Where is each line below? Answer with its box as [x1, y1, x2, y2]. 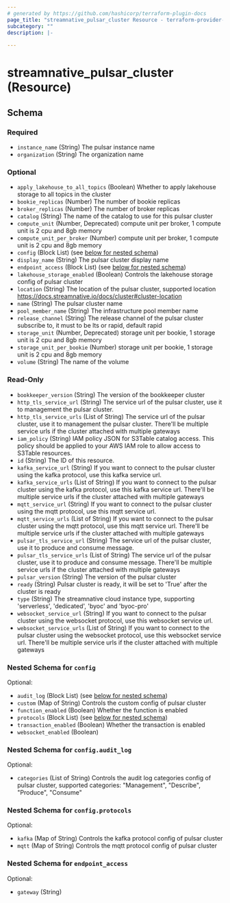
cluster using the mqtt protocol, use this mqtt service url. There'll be [16, 522, 209, 530]
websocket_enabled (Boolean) [16, 727, 99, 736]
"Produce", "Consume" [16, 788, 82, 797]
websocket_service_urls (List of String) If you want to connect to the [16, 623, 210, 631]
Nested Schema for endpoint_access [7, 858, 129, 868]
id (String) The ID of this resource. [16, 456, 115, 464]
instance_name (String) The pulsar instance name [16, 143, 155, 151]
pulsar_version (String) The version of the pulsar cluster [16, 573, 177, 581]
